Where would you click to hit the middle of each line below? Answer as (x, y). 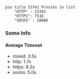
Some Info (18, 33)
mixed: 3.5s (24, 56)
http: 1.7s (22, 62)
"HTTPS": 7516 (29, 16)
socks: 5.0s (24, 72)
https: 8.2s (24, 67)
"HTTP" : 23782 (30, 12)
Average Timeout (24, 45)
